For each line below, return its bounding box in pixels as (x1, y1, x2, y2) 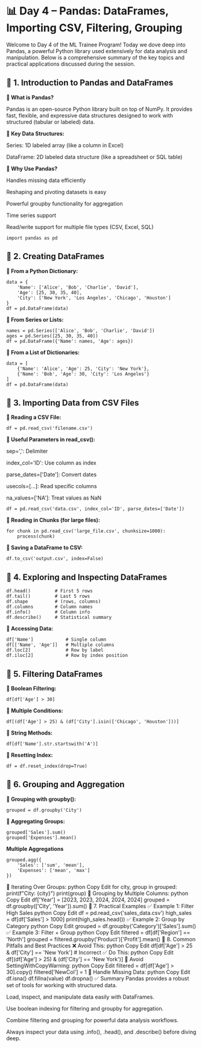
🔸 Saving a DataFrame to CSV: (6, 544, 83, 551)
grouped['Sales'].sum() (6, 829, 66, 835)
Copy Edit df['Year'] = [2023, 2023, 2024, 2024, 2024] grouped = (6, 896, 170, 903)
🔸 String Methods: (6, 729, 53, 736)
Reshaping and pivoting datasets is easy (6, 188, 107, 195)
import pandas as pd (6, 235, 58, 241)
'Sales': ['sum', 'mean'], (17, 862, 85, 868)
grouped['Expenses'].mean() (6, 835, 77, 841)
